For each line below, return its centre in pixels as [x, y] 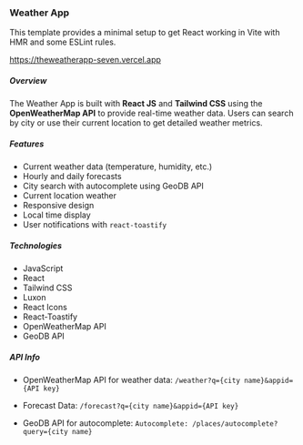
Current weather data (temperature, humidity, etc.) [117, 167]
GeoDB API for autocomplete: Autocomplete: [106, 423]
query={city [45, 432]
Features [27, 144]
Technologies [35, 245]
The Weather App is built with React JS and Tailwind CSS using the [136, 104]
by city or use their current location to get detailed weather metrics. [136, 123]
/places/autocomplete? [235, 424]
